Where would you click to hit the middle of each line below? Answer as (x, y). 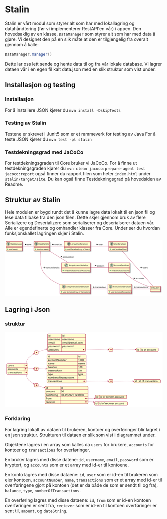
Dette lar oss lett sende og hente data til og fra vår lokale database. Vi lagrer (84, 64)
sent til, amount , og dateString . (36, 511)
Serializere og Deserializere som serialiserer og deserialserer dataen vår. (80, 222)
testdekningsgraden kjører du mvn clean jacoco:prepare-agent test (75, 168)
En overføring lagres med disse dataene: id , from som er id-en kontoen (78, 500)
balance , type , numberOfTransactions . (43, 490)
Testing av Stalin (26, 123)
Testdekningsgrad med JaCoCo (44, 152)
